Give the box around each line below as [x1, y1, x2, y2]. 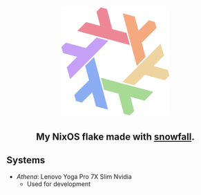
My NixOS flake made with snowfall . [36, 131, 195, 142]
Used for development [26, 180, 91, 188]
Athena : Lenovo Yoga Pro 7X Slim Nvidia [16, 173, 132, 181]
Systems [6, 154, 46, 166]
